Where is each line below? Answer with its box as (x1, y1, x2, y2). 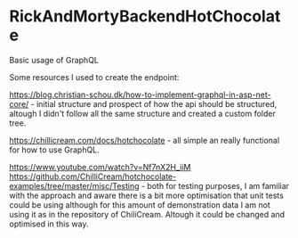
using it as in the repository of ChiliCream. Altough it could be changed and (9, 209, 286, 219)
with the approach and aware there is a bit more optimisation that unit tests (9, 190, 285, 201)
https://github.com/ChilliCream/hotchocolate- (9, 171, 177, 182)
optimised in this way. (9, 218, 89, 229)
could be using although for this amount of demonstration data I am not (9, 199, 271, 210)
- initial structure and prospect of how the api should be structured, (30, 98, 278, 109)
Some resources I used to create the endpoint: (9, 71, 180, 82)
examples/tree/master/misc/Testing (9, 180, 140, 191)
